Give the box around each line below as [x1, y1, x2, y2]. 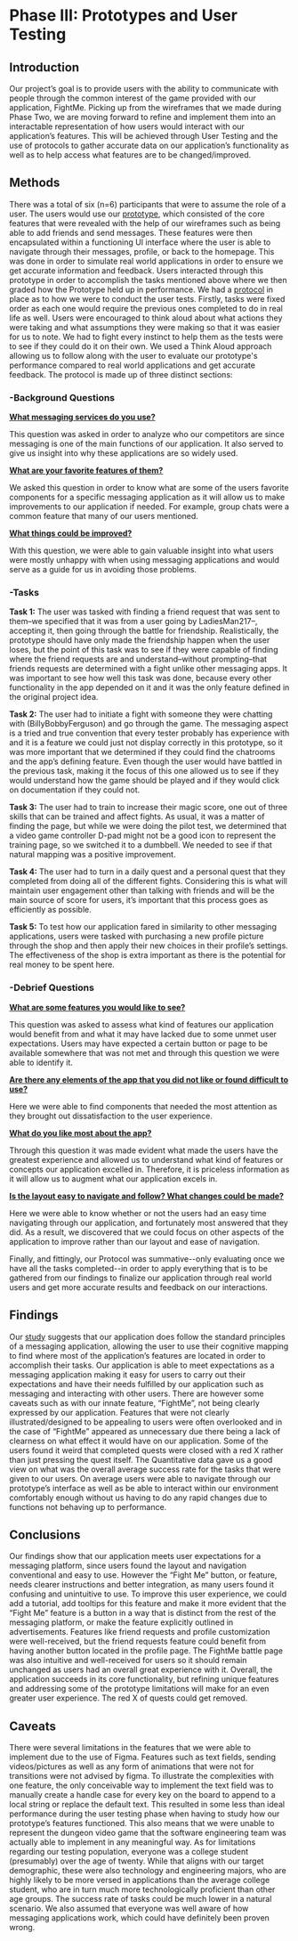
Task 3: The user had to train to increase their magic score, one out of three [9, 802, 287, 813]
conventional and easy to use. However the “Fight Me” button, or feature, [9, 1570, 278, 1580]
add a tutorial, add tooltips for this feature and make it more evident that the [9, 1598, 286, 1609]
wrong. [9, 1922, 36, 1933]
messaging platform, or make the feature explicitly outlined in [9, 1617, 234, 1628]
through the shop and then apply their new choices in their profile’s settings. [9, 940, 289, 951]
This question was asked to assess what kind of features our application [9, 1019, 274, 1029]
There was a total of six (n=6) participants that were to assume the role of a [9, 199, 286, 209]
